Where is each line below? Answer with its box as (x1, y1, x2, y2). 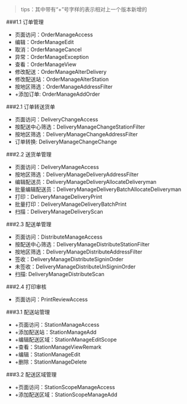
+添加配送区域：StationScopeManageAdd (14, 391, 118, 398)
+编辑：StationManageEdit (14, 351, 81, 358)
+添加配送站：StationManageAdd (14, 328, 97, 336)
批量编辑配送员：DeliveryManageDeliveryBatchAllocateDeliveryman (14, 186, 182, 193)
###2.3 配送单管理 (6, 221, 52, 228)
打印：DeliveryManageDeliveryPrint (14, 193, 103, 200)
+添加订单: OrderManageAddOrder (14, 90, 100, 98)
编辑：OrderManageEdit (14, 39, 74, 45)
